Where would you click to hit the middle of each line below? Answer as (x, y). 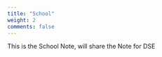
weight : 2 (22, 20)
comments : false (31, 26)
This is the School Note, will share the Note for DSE (81, 47)
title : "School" (31, 14)
